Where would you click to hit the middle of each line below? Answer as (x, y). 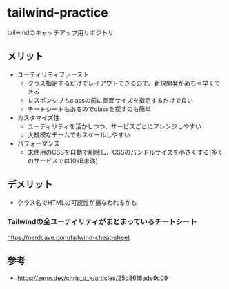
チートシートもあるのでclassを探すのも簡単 (89, 109)
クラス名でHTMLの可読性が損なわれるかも (77, 202)
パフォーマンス (38, 143)
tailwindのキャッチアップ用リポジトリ (60, 32)
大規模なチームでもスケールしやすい (79, 134)
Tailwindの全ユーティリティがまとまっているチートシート (102, 222)
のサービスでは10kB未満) (63, 161)
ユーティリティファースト (53, 74)
